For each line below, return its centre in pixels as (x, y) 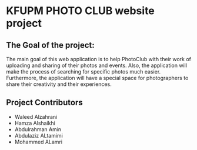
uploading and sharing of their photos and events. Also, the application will (96, 65)
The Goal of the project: (51, 45)
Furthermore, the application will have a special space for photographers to (97, 78)
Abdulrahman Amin (38, 129)
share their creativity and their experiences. (59, 84)
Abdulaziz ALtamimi (39, 135)
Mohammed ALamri (39, 142)
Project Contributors (45, 103)
